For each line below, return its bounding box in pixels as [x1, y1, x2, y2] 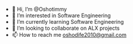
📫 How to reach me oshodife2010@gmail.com [11, 32, 127, 38]
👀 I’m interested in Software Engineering [11, 12, 112, 19]
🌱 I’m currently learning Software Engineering [11, 18, 124, 25]
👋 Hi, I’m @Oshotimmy [11, 6, 67, 12]
